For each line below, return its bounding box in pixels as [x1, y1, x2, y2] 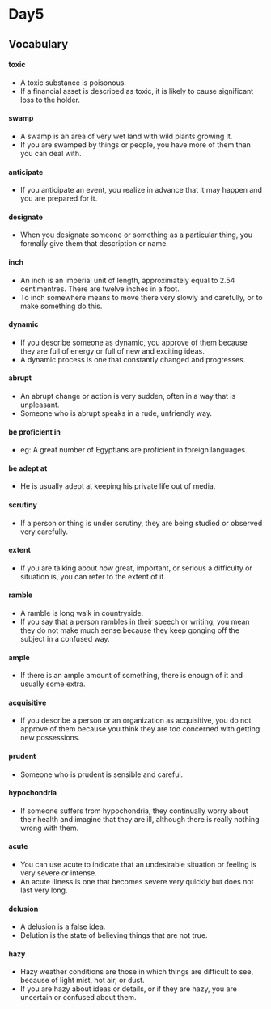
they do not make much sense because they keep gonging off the [19, 625, 240, 635]
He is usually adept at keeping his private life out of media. [19, 481, 216, 491]
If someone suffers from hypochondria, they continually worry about [19, 806, 248, 816]
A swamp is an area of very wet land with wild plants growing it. [19, 131, 233, 141]
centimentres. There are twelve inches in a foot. [19, 284, 180, 294]
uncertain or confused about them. [19, 993, 137, 1003]
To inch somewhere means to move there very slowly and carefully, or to [19, 292, 263, 302]
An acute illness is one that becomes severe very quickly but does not [19, 877, 254, 887]
